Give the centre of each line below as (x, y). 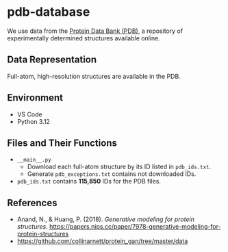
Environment (35, 98)
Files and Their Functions (62, 143)
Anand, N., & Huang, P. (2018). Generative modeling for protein (106, 219)
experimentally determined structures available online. (84, 38)
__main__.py (34, 160)
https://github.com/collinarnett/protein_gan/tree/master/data (102, 241)
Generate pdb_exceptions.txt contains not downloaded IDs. (112, 174)
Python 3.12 (33, 121)
